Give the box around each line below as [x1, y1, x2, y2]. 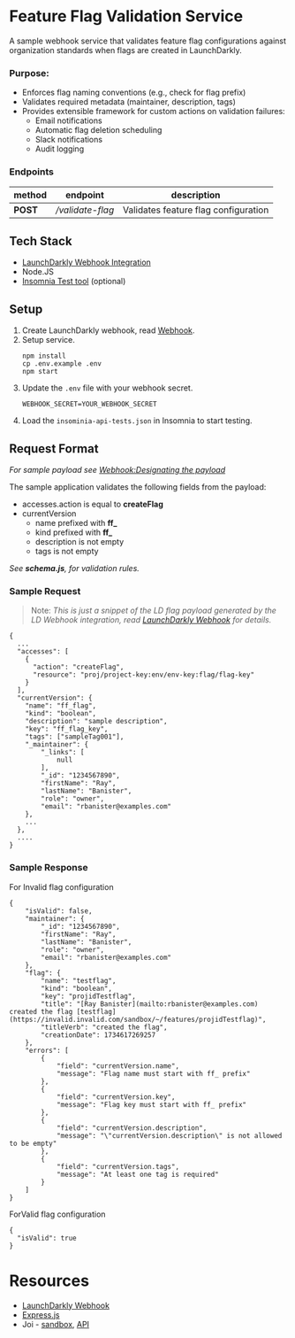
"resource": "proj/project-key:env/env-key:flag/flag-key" [32, 670, 254, 679]
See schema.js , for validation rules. [9, 562, 140, 573]
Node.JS [21, 267, 55, 277]
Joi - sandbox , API [21, 1319, 90, 1329]
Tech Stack [9, 233, 72, 249]
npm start [21, 367, 59, 376]
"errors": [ [25, 1046, 69, 1055]
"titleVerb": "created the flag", [41, 1023, 168, 1032]
